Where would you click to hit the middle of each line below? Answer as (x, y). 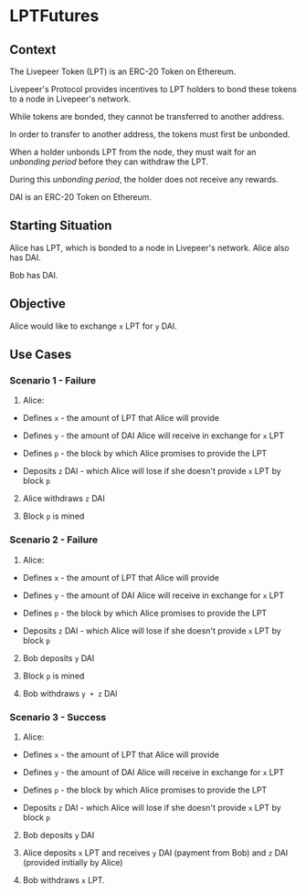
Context (33, 50)
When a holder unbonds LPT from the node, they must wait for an (133, 152)
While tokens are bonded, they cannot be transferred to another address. (147, 116)
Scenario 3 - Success (58, 717)
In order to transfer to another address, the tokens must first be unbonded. (150, 134)
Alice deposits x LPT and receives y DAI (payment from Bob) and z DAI (155, 852)
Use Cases (41, 355)
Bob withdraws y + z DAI (70, 693)
